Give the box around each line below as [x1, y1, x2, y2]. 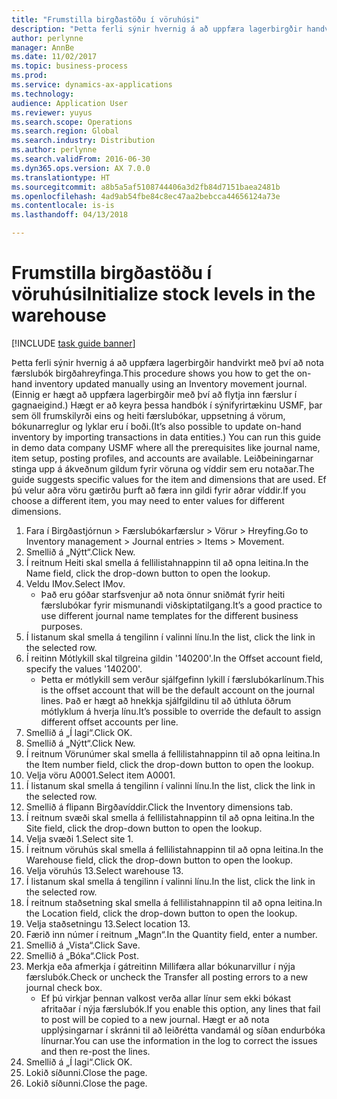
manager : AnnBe [11, 42, 75, 53]
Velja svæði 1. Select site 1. [25, 832, 134, 845]
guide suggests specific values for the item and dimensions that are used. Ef [11, 473, 327, 485]
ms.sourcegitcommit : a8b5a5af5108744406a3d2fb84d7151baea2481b [11, 182, 281, 192]
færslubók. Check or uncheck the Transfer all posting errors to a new [25, 971, 309, 983]
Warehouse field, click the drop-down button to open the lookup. [25, 854, 294, 866]
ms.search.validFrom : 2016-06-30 [11, 154, 151, 164]
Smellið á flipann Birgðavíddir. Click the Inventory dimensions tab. [25, 801, 294, 813]
